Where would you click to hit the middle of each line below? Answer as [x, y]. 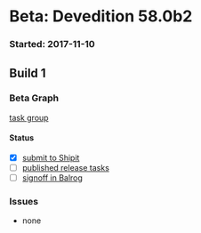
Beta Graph [34, 98]
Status [22, 138]
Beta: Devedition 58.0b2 [101, 16]
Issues [24, 202]
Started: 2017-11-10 [52, 44]
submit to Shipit [51, 158]
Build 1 [28, 73]
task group [29, 117]
